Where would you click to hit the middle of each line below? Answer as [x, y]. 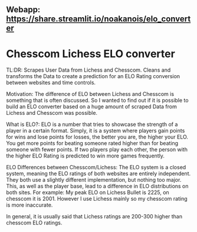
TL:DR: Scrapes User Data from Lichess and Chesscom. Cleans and [88, 70]
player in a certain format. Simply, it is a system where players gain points [96, 131]
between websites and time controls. [51, 83]
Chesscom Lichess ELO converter [91, 54]
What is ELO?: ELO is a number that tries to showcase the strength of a [92, 124]
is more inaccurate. [29, 205]
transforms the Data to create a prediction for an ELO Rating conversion [93, 76]
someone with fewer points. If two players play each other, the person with [97, 150]
